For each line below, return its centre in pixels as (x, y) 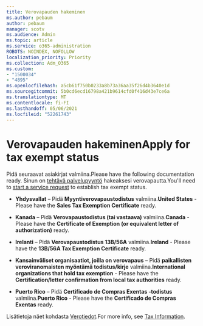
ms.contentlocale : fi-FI (38, 103)
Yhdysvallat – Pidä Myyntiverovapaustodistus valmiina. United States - (106, 199)
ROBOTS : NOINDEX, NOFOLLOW (40, 52)
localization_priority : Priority (49, 57)
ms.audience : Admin (31, 35)
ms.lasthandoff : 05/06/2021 (42, 108)
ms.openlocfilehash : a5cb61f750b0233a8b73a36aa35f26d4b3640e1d (88, 86)
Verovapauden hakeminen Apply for (98, 144)
